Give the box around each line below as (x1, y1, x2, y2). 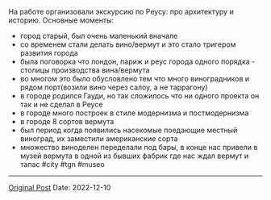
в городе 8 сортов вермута (19, 117, 115, 126)
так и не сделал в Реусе (19, 100, 103, 109)
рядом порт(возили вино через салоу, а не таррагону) (19, 82, 208, 92)
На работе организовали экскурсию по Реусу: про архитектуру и (8, 7, 234, 16)
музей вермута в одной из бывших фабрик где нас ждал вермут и (19, 151, 249, 160)
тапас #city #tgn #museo (19, 160, 105, 169)
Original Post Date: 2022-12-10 (8, 183, 111, 192)
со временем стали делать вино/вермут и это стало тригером (19, 40, 236, 49)
